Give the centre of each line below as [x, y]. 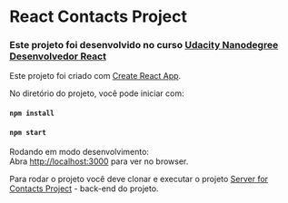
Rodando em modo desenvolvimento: [79, 152]
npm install [32, 114]
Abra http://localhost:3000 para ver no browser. [99, 161]
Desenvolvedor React [58, 56]
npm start [28, 132]
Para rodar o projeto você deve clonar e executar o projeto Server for [139, 179]
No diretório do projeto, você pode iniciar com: [97, 93]
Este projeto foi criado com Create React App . [95, 76]
